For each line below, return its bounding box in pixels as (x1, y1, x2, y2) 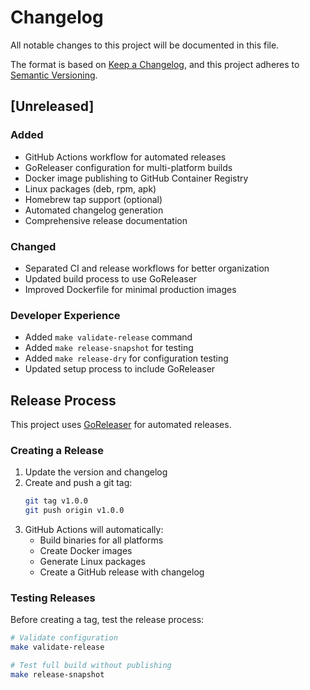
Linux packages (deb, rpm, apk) (24, 182, 157, 195)
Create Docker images (39, 545, 133, 557)
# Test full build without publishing (10, 661, 172, 671)
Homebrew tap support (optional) (24, 193, 163, 205)
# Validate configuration (10, 633, 118, 643)
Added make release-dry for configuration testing (24, 352, 229, 365)
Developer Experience (10, 308, 121, 322)
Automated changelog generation (24, 204, 164, 216)
